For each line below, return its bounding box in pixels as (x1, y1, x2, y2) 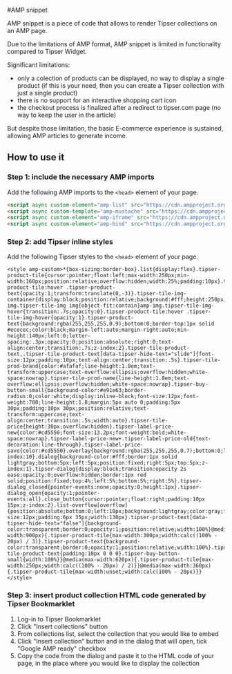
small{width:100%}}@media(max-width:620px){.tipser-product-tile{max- (7, 556, 215, 563)
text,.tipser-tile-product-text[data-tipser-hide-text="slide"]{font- (7, 350, 215, 358)
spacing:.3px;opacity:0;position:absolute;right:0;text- (7, 339, 175, 346)
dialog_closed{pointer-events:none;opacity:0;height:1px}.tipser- (7, 484, 202, 491)
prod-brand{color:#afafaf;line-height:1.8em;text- (7, 363, 156, 370)
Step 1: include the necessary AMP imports (7, 172, 155, 182)
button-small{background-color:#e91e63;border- (7, 387, 147, 394)
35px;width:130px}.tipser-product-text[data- (75, 514, 209, 521)
